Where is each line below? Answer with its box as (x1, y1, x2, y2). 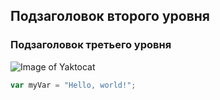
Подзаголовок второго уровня (10, 8, 210, 25)
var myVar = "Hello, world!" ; (10, 80, 137, 90)
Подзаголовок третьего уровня (10, 38, 172, 52)
